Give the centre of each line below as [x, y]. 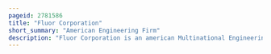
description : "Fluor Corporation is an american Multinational [117, 38]
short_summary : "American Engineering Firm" [84, 30]
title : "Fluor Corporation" [56, 23]
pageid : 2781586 [35, 15]
